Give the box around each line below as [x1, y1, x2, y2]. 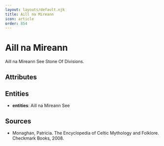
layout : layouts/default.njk [5, 7, 65, 12]
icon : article [5, 16, 34, 21]
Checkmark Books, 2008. [12, 135, 64, 141]
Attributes [5, 73, 37, 81]
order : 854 [5, 21, 28, 26]
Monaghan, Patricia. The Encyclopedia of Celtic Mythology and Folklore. [12, 130, 159, 136]
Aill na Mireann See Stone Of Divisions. [5, 59, 85, 65]
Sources [5, 117, 32, 125]
